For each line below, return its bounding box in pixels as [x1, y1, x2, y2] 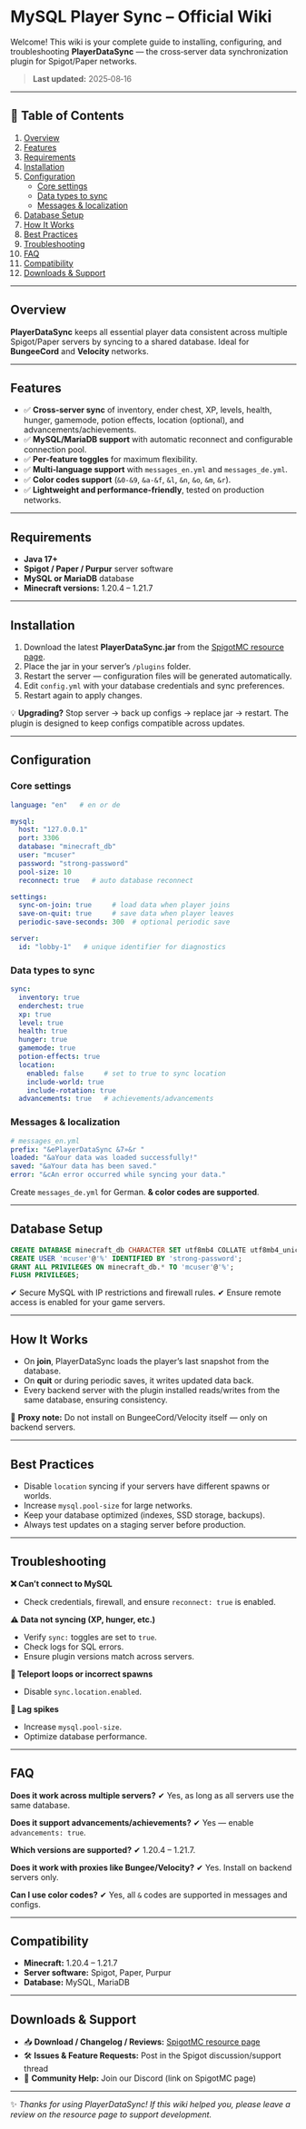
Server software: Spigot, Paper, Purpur [23, 1967, 172, 1978]
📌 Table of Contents [10, 108, 124, 124]
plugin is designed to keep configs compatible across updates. [10, 718, 245, 728]
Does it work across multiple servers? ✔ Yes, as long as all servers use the [10, 1789, 294, 1800]
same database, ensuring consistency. [23, 1394, 168, 1405]
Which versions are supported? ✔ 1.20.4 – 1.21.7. [10, 1844, 196, 1855]
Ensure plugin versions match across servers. [23, 1650, 194, 1661]
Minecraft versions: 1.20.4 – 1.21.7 [23, 583, 153, 594]
